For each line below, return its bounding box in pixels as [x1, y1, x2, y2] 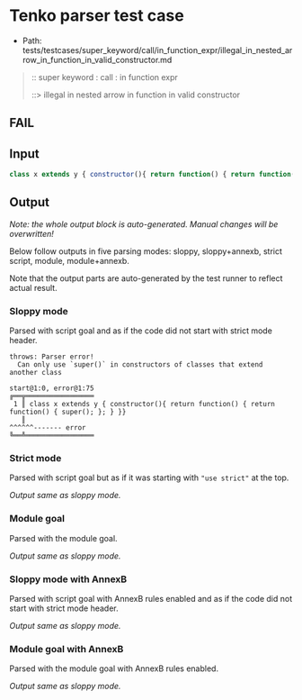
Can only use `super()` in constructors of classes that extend [17, 360, 263, 369]
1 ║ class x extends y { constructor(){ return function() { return [13, 400, 276, 409]
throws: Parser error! [9, 352, 94, 361]
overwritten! [9, 228, 54, 239]
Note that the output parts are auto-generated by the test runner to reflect [9, 272, 283, 284]
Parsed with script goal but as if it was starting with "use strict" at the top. [9, 472, 289, 483]
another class [9, 368, 63, 377]
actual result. [9, 282, 58, 293]
